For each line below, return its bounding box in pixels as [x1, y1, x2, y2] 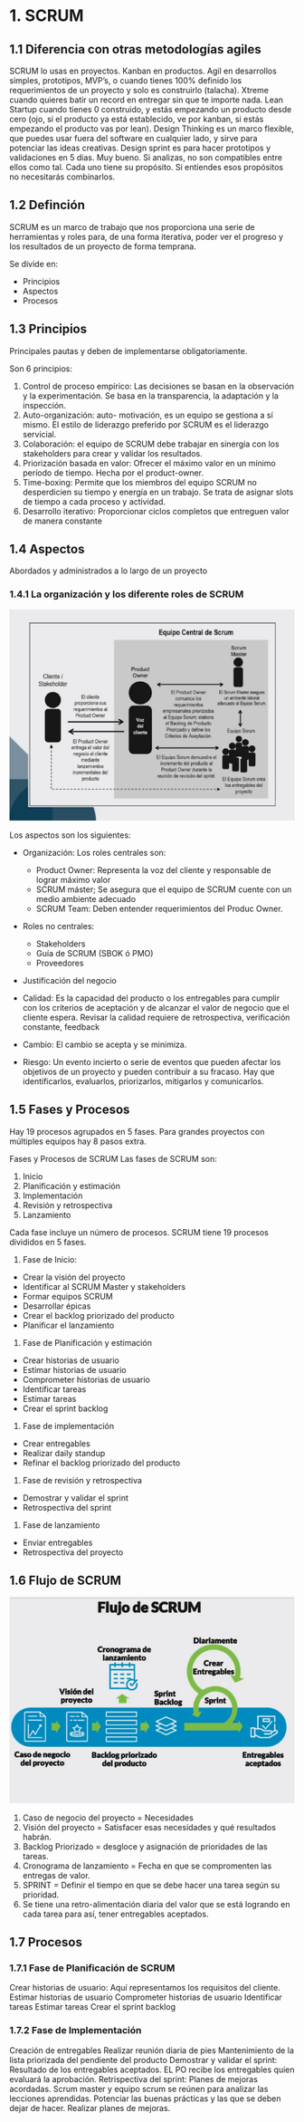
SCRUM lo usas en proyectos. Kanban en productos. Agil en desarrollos [9, 65, 278, 76]
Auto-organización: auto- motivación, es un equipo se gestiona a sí [22, 409, 273, 420]
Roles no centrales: [22, 920, 95, 931]
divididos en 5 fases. [9, 1236, 87, 1247]
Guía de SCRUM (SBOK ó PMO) [35, 947, 154, 958]
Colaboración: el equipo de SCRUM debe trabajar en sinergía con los [22, 438, 280, 449]
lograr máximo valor [35, 874, 111, 885]
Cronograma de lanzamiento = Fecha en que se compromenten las [22, 1860, 272, 1871]
